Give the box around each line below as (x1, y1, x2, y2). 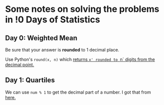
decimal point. (5, 62, 34, 67)
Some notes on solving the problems (5, 3, 160, 15)
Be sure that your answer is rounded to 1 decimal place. (5, 47, 119, 52)
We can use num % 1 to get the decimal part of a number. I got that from (5, 89, 151, 95)
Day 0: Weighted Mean (5, 34, 78, 42)
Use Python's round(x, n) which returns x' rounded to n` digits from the (5, 56, 155, 62)
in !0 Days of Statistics (5, 14, 100, 25)
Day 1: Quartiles (5, 76, 55, 85)
